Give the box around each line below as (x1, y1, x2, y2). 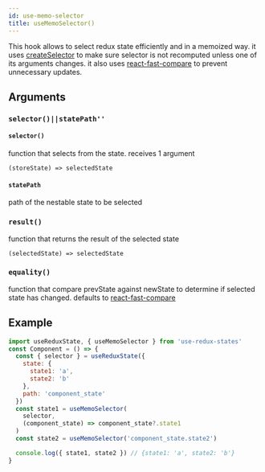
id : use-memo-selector (8, 11, 84, 20)
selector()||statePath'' (8, 114, 106, 123)
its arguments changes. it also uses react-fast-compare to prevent (8, 58, 228, 68)
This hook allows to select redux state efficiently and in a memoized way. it (8, 41, 256, 51)
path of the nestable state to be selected (8, 198, 143, 207)
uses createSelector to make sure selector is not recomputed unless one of (8, 50, 257, 60)
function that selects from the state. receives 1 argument (8, 149, 195, 158)
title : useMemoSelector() (8, 19, 95, 27)
